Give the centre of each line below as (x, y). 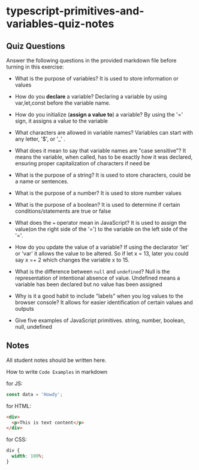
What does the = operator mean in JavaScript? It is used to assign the (101, 223)
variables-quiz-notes (60, 24)
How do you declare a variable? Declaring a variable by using (91, 96)
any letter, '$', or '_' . (40, 139)
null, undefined (33, 327)
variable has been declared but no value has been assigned (89, 284)
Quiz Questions (36, 46)
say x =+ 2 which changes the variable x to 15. (72, 260)
